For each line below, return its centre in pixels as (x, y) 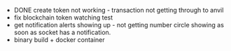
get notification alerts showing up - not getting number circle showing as (119, 25)
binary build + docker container (59, 40)
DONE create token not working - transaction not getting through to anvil (119, 10)
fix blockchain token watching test (63, 17)
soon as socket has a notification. (62, 32)
